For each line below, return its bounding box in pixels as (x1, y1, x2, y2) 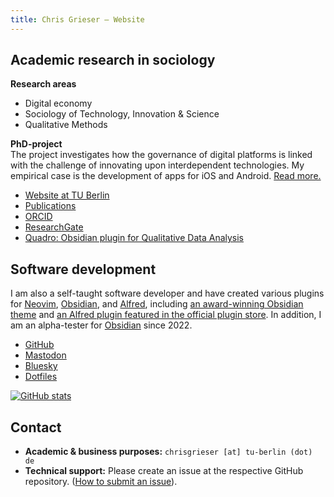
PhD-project (10, 138, 63, 150)
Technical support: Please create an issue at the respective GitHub (24, 465, 304, 477)
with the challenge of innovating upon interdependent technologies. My (10, 159, 305, 171)
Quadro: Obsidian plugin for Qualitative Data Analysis (24, 232, 245, 244)
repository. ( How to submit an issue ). (24, 476, 178, 488)
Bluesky (24, 360, 58, 372)
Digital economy (24, 97, 93, 110)
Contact (10, 419, 62, 436)
